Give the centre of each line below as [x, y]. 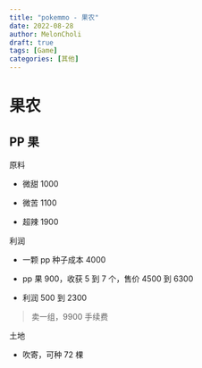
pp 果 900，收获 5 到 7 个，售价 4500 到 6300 [108, 279]
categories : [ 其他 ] [44, 59]
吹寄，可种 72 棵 [53, 355]
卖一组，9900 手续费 [70, 317]
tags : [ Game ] [34, 51]
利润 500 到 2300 [55, 297]
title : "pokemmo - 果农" [54, 17]
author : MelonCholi [46, 34]
